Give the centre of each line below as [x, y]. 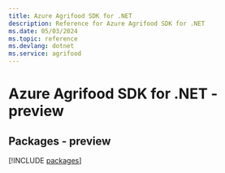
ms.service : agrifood [45, 54]
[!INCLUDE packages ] [45, 160]
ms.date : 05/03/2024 [43, 31]
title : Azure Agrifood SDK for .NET [70, 16]
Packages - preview [60, 141]
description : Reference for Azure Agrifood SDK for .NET [107, 24]
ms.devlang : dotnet [41, 46]
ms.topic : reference [43, 39]
